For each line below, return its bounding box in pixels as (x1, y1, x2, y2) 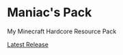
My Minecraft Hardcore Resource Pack (7, 27, 117, 35)
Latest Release (7, 40, 49, 48)
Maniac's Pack (7, 5, 92, 20)
